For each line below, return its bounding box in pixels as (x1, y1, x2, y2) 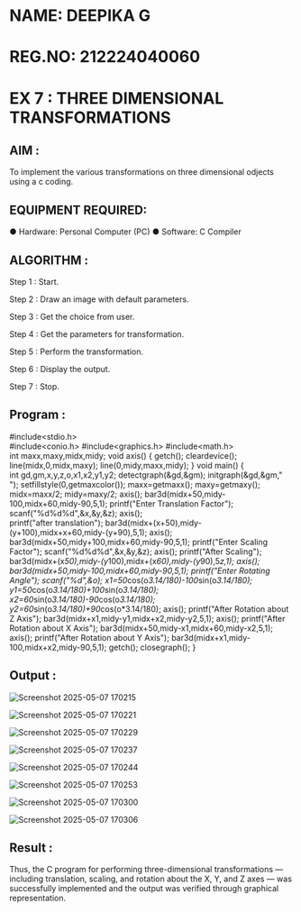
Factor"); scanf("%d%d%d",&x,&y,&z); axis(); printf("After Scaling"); (9, 546, 262, 557)
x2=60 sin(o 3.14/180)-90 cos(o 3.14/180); (9, 594, 156, 605)
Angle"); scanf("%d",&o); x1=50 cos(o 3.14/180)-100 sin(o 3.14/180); (9, 574, 253, 586)
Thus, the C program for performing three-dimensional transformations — (9, 864, 284, 875)
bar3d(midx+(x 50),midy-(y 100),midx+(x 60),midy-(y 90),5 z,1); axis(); (9, 555, 260, 566)
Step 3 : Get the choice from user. (9, 312, 135, 322)
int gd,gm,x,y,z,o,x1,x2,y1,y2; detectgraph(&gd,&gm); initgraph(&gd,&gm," (9, 470, 283, 480)
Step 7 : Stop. (9, 381, 60, 392)
